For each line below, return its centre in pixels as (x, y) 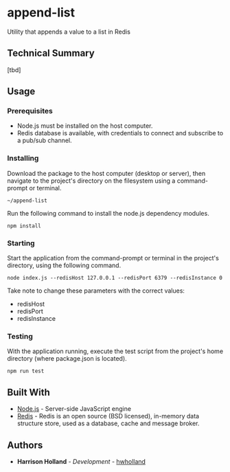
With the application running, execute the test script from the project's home (115, 351)
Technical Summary (51, 53)
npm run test (26, 371)
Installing (23, 158)
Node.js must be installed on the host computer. (85, 126)
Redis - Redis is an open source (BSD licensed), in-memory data (108, 416)
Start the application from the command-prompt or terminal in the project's (113, 258)
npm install (24, 226)
